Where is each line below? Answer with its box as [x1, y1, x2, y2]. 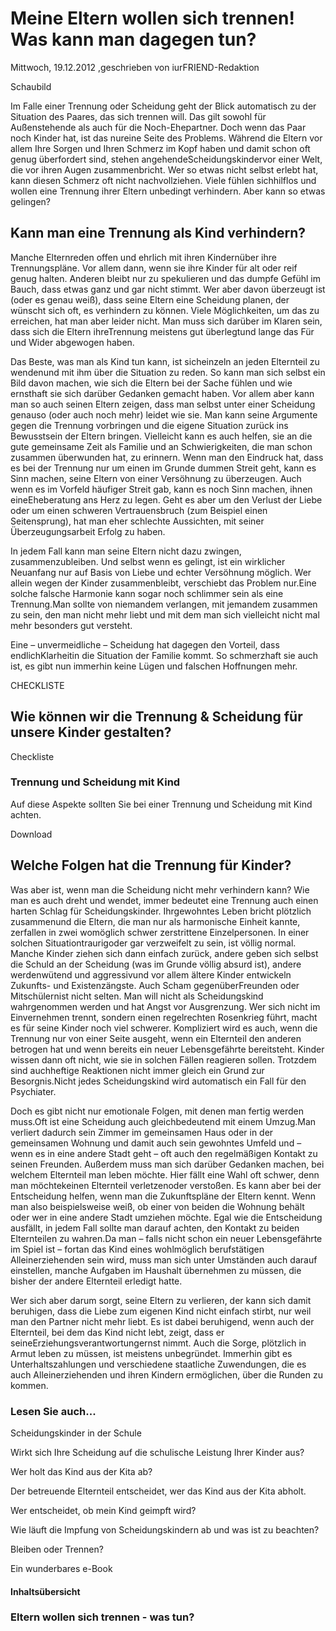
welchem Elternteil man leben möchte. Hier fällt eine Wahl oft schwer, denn [10, 1168, 320, 1181]
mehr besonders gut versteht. [10, 619, 133, 631]
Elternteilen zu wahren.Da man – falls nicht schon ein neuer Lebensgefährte [10, 1232, 323, 1244]
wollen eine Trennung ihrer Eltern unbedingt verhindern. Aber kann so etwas [10, 185, 326, 197]
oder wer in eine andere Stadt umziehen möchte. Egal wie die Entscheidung [10, 1211, 323, 1223]
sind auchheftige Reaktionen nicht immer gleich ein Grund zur [10, 1064, 265, 1076]
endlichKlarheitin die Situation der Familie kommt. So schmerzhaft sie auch [10, 649, 319, 661]
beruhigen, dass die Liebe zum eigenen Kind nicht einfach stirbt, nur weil [10, 1305, 312, 1317]
